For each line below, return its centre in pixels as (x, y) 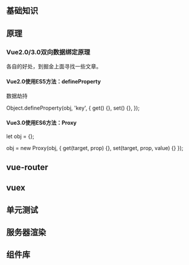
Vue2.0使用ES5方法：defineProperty (54, 81)
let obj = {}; (20, 136)
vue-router (27, 167)
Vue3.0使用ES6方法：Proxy (42, 122)
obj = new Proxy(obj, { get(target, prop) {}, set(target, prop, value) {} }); (95, 148)
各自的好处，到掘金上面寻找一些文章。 (54, 67)
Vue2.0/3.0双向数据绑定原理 (48, 52)
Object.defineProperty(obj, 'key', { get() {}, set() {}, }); (73, 108)
